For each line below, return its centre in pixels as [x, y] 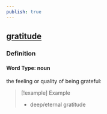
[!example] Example [45, 93]
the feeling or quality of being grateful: [54, 81]
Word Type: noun [28, 68]
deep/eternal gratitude [58, 105]
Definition [21, 53]
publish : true [24, 12]
